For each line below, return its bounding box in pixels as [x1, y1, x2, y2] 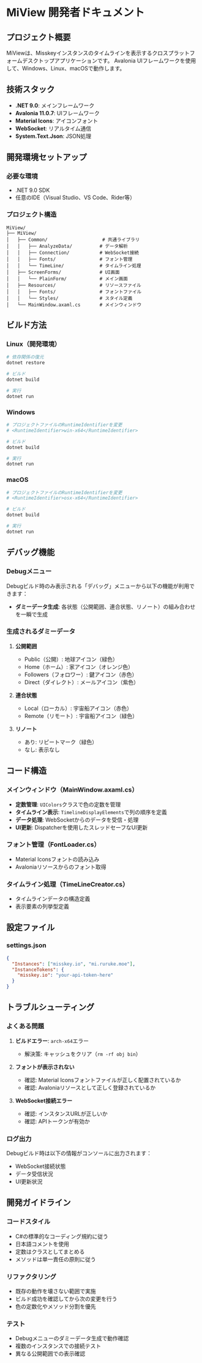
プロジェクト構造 [6, 210, 57, 219]
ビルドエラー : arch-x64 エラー [15, 1037, 89, 1044]
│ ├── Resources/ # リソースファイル [6, 282, 142, 288]
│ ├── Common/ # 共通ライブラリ [6, 237, 140, 243]
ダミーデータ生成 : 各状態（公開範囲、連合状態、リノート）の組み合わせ [15, 603, 196, 610]
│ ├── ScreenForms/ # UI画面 [6, 269, 120, 275]
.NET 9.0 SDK [15, 186, 50, 194]
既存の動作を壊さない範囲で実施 [15, 1288, 96, 1294]
